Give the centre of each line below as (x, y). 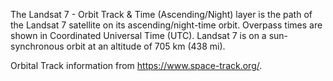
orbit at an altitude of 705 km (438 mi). (146, 46)
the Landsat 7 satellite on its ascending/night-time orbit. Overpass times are (166, 25)
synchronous (37, 46)
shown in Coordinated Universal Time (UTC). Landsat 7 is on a (138, 35)
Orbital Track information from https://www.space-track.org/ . (136, 65)
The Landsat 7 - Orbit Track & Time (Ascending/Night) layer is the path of (161, 14)
